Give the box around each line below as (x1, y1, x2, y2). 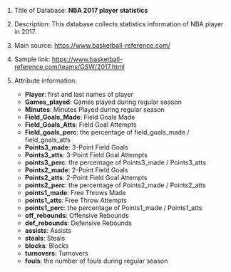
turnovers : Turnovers (24, 249, 88, 257)
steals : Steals (24, 234, 66, 242)
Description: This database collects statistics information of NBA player (14, 20, 224, 28)
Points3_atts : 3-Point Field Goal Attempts (24, 151, 148, 159)
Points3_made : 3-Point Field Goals (24, 143, 128, 152)
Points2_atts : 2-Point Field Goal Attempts (24, 174, 148, 182)
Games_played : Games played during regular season (24, 98, 182, 106)
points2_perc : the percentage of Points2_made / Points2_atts (24, 181, 206, 189)
